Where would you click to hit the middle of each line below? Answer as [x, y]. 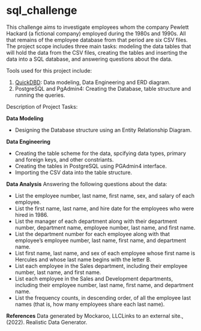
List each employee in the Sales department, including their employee [101, 266]
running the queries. [40, 95]
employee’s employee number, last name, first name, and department [100, 240]
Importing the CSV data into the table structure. [73, 172]
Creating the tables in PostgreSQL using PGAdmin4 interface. [91, 166]
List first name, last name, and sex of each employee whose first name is [105, 253]
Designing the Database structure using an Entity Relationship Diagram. [103, 130]
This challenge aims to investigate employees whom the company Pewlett [97, 27]
